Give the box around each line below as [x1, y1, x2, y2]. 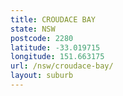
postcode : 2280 [10, 33, 74, 43]
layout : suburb [10, 71, 74, 81]
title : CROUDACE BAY [10, 14, 97, 25]
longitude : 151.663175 [10, 52, 105, 62]
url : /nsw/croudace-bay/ [10, 61, 114, 71]
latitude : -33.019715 [10, 42, 101, 53]
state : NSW [10, 24, 56, 34]
